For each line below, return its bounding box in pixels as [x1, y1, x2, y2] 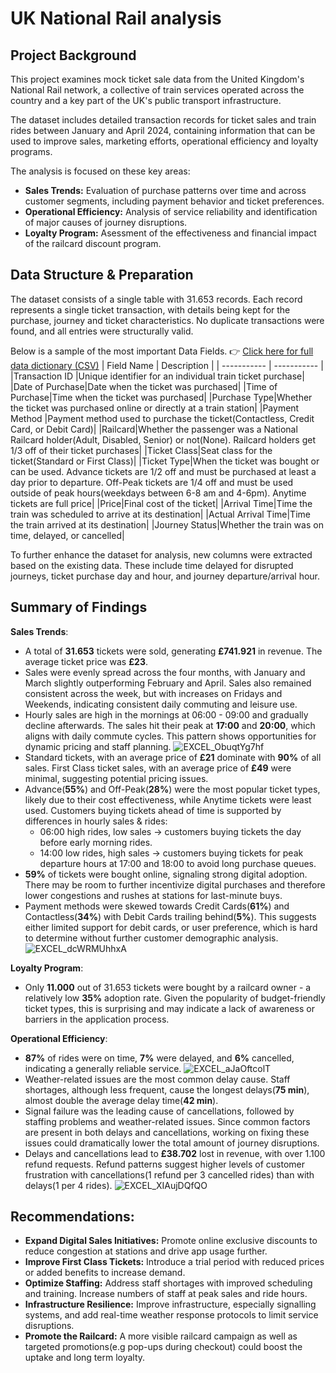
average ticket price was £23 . [24, 655, 149, 667]
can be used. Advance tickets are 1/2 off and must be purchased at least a [10, 465, 317, 477]
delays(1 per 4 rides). [24, 1179, 113, 1191]
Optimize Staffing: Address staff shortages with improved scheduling [24, 1277, 313, 1289]
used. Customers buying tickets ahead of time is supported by [24, 804, 282, 816]
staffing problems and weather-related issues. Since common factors [24, 1115, 311, 1127]
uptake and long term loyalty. [24, 1352, 146, 1364]
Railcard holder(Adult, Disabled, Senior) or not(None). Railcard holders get [10, 433, 316, 446]
